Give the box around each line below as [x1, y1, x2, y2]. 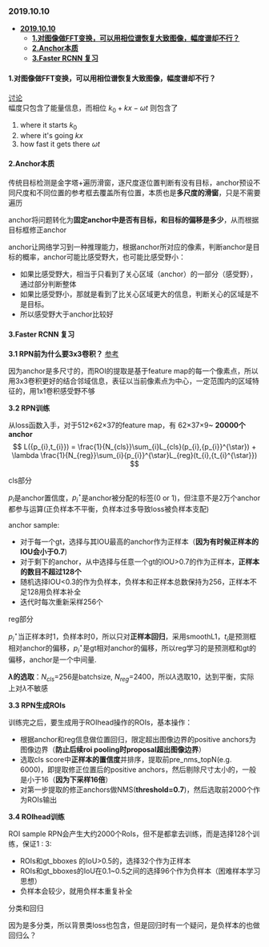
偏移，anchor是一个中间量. [8, 655, 98, 664]
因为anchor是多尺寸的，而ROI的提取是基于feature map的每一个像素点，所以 [8, 365, 259, 375]
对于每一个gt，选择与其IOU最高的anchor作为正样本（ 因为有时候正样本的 [19, 537, 259, 546]
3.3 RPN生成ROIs [8, 700, 66, 710]
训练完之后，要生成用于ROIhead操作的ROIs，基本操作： [8, 717, 193, 727]
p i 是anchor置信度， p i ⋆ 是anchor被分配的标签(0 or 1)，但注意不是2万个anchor [8, 492, 261, 504]
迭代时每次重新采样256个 [19, 597, 104, 606]
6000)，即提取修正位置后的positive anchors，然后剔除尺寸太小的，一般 [19, 765, 256, 774]
